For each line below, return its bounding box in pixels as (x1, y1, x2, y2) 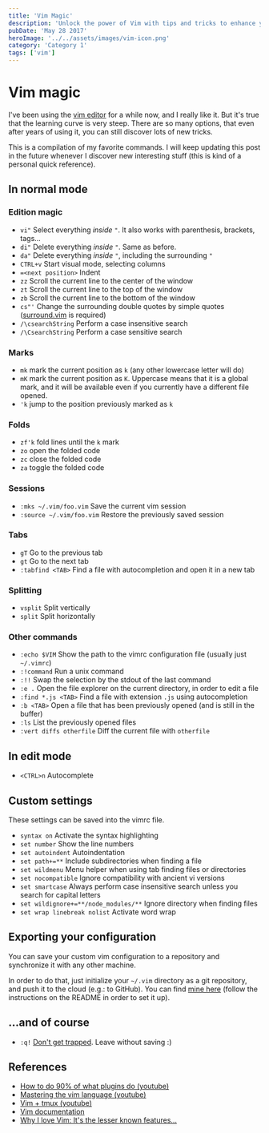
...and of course (8, 1016, 90, 1030)
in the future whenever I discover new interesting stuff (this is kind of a (8, 151, 242, 160)
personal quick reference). (8, 159, 96, 169)
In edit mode (8, 749, 72, 763)
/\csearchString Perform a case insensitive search (19, 318, 188, 328)
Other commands (8, 632, 78, 643)
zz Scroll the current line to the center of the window (19, 275, 194, 285)
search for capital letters (19, 890, 102, 900)
